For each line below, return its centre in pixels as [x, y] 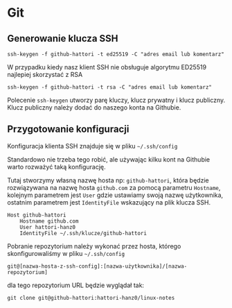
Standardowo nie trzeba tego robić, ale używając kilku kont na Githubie [109, 159]
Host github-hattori [37, 215]
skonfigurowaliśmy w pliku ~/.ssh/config [66, 253]
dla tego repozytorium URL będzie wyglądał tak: [75, 285]
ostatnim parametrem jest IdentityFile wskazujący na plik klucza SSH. [109, 202]
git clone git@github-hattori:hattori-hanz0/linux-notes [91, 298]
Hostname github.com [49, 221]
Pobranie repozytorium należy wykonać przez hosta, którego [94, 246]
